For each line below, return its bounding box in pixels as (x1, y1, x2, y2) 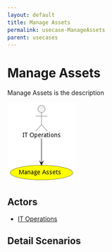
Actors (7, 195, 38, 208)
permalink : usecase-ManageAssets (7, 26, 106, 33)
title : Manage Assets (7, 18, 71, 26)
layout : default (7, 11, 55, 18)
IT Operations (17, 214, 58, 223)
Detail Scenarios (7, 235, 81, 247)
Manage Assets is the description (7, 88, 104, 97)
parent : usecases (7, 34, 58, 41)
